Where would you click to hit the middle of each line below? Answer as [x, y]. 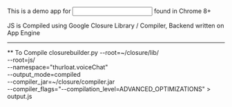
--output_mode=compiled [44, 74]
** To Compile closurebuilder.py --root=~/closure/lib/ [83, 52]
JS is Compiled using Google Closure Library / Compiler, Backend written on [116, 25]
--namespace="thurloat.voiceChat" [58, 67]
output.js [20, 96]
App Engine [23, 33]
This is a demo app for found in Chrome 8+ [109, 11]
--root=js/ [21, 60]
